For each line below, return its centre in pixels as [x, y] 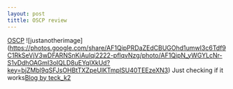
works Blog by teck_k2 [39, 77]
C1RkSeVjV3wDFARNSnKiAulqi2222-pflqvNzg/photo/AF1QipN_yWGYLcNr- [115, 55]
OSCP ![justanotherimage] [45, 40]
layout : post [26, 14]
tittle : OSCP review [37, 20]
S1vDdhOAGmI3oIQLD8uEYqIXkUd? [59, 62]
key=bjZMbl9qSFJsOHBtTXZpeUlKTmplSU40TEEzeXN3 [88, 70]
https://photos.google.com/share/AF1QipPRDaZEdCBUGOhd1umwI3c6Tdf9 [118, 48]
